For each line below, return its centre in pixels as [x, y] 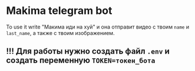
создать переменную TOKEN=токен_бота [81, 60]
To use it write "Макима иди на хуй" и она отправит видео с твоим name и [98, 27]
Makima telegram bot [59, 11]
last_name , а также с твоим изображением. [60, 33]
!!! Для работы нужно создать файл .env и [88, 52]
